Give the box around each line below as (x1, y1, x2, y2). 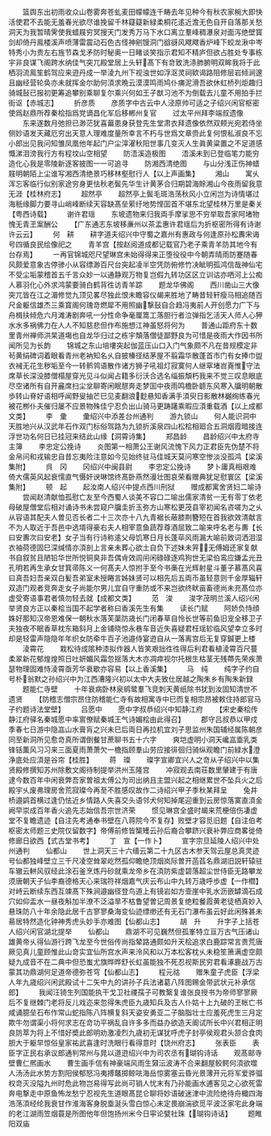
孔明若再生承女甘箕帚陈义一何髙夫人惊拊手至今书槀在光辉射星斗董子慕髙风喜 (8, 563, 263, 572)
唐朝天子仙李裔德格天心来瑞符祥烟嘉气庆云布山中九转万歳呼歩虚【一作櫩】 (15, 876, 263, 885)
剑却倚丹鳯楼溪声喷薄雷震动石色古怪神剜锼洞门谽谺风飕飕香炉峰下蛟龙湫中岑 (8, 37, 263, 47)
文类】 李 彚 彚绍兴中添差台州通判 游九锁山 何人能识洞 (8, 412, 250, 420)
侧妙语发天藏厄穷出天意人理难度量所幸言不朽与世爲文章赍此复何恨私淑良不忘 (8, 129, 263, 137)
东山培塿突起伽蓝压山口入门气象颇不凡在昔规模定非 (87, 340, 258, 350)
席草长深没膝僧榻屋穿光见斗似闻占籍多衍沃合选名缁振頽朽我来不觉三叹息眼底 (8, 371, 263, 380)
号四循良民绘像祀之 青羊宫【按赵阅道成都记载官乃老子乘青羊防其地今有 (8, 239, 258, 249)
